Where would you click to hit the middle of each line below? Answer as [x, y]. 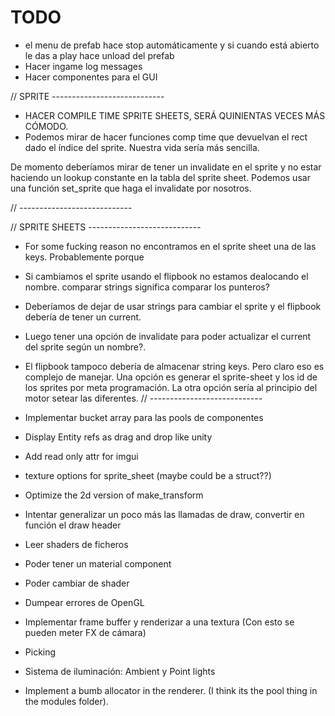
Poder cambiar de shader [77, 583]
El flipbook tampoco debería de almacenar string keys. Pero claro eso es [174, 366]
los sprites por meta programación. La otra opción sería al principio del [171, 387]
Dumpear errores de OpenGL [84, 602]
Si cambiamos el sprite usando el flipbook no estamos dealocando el [166, 276]
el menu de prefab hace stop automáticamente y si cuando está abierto [172, 45]
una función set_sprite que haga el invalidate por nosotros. [131, 188]
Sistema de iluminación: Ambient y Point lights [120, 671]
